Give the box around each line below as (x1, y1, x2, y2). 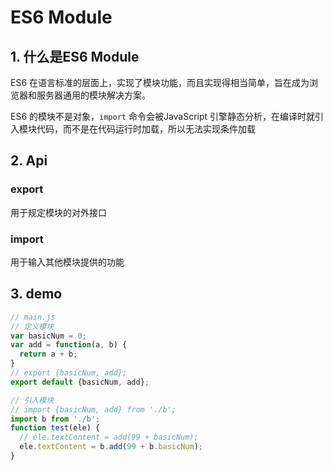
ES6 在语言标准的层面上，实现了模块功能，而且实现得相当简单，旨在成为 (10, 77, 310, 88)
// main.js (10, 312, 56, 322)
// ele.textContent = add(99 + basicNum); (19, 432, 199, 443)
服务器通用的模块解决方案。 (36, 89, 151, 101)
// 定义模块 (10, 321, 55, 331)
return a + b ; (19, 349, 78, 360)
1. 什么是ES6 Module (10, 48, 140, 65)
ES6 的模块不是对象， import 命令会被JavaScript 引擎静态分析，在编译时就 (10, 111, 316, 122)
